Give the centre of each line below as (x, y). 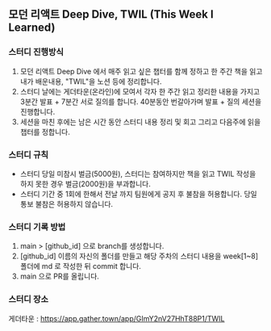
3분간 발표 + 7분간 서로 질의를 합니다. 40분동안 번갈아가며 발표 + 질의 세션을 (141, 101)
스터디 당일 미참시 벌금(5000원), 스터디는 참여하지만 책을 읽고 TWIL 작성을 (138, 174)
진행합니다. (38, 111)
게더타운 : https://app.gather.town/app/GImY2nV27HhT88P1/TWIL (117, 318)
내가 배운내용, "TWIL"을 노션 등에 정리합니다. (91, 81)
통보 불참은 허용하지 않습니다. (67, 203)
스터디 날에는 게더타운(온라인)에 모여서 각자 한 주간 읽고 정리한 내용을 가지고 (140, 91)
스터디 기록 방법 (37, 227)
